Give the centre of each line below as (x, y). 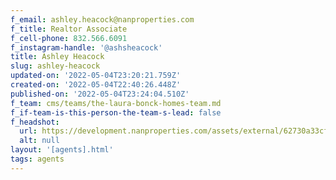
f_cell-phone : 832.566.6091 (69, 38)
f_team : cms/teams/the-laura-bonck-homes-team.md (116, 103)
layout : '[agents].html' (62, 150)
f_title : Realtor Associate (69, 29)
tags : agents (37, 159)
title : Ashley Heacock (57, 57)
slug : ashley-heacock (55, 66)
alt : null (39, 141)
